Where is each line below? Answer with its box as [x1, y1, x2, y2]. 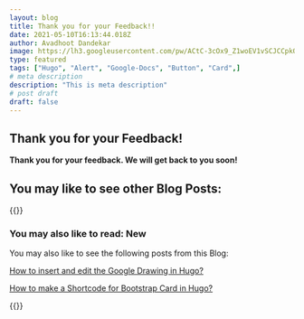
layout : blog [9, 13, 59, 23]
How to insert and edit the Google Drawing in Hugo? [9, 266, 204, 277]
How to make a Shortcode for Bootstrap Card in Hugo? [9, 283, 214, 294]
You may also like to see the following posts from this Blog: [9, 248, 229, 258]
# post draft [9, 89, 59, 98]
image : [9, 47, 34, 56]
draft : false [9, 97, 59, 107]
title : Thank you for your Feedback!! [9, 22, 156, 31]
